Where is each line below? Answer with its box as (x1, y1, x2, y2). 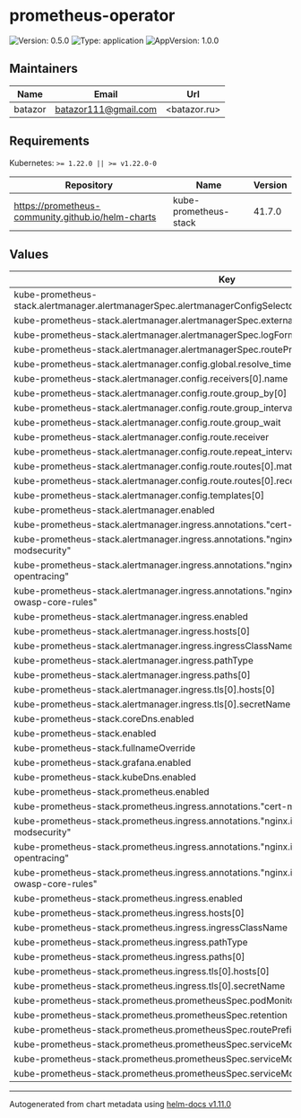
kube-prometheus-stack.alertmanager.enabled (13, 504, 215, 516)
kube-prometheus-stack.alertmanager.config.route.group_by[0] (13, 387, 288, 400)
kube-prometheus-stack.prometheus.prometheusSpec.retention (13, 1009, 288, 1022)
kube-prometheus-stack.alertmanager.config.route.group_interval (13, 401, 296, 414)
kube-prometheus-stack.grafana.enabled (13, 756, 192, 769)
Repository (64, 179, 114, 191)
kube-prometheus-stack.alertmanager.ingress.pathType (13, 655, 254, 667)
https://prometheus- (13, 199, 101, 212)
